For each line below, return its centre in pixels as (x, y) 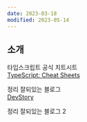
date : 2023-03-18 (32, 13)
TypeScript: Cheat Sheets (44, 75)
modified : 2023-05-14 (38, 20)
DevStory (21, 97)
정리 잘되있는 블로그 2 (37, 112)
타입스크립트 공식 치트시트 (42, 68)
